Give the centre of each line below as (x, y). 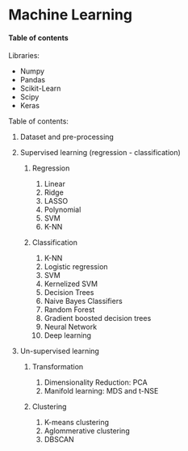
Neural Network (71, 327)
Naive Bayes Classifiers (83, 301)
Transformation (58, 367)
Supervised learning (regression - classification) (100, 153)
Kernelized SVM (71, 284)
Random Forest (69, 310)
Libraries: (24, 56)
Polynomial (63, 210)
